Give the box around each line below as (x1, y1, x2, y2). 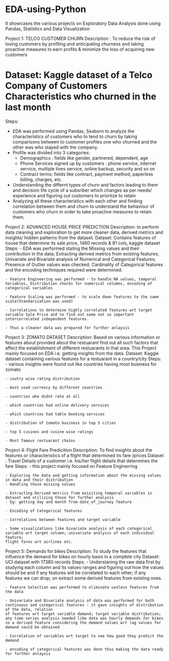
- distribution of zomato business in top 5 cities (5, 420, 116, 425)
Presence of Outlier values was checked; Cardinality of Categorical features (5, 261, 163, 268)
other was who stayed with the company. (12, 144, 98, 150)
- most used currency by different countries (5, 385, 102, 390)
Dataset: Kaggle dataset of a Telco (5, 69, 153, 81)
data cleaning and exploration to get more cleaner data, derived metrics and (5, 229, 163, 235)
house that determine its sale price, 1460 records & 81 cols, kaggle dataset (5, 240, 160, 246)
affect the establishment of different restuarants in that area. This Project (5, 345, 157, 351)
